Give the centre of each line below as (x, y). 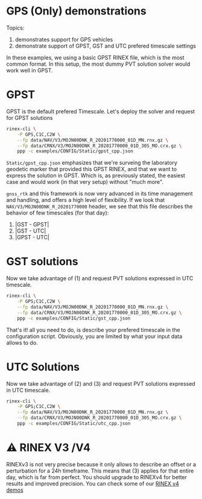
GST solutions (42, 262)
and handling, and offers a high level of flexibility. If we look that (86, 200)
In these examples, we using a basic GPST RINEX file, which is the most (96, 57)
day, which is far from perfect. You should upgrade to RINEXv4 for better (97, 477)
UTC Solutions (43, 367)
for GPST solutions (30, 118)
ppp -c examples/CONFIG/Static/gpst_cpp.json (75, 151)
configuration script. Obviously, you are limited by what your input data (94, 336)
